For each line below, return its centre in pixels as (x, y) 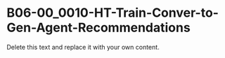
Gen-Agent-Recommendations (98, 28)
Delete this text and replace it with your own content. (83, 47)
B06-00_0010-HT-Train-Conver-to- (113, 13)
